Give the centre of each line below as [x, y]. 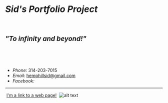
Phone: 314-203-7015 [35, 70]
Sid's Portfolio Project [51, 9]
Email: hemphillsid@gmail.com [44, 75]
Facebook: [23, 80]
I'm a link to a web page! [31, 95]
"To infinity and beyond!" [46, 39]
